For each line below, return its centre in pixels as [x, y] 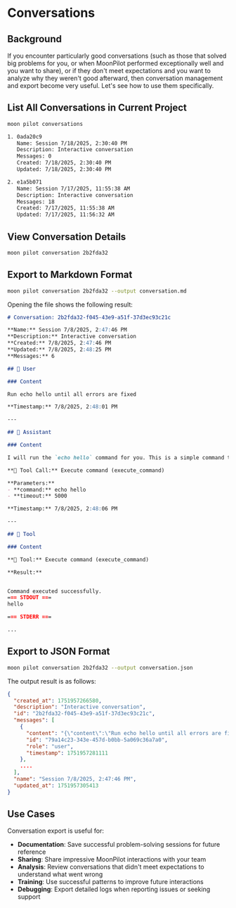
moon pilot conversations [45, 124]
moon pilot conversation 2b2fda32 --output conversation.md [97, 291]
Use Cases [31, 814]
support [29, 897]
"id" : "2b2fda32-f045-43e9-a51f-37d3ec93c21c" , [85, 714]
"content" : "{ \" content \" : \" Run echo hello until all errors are [123, 733]
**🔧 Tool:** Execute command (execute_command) [78, 559]
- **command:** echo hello [47, 490]
